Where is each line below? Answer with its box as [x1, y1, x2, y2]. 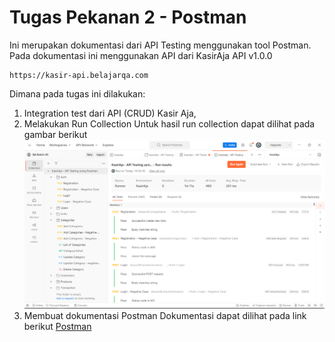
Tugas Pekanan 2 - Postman [9, 6, 247, 29]
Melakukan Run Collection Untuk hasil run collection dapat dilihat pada [23, 117, 316, 130]
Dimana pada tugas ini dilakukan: [9, 87, 146, 100]
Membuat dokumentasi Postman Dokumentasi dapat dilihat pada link [23, 309, 307, 321]
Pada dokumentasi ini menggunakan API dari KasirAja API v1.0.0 [9, 49, 273, 61]
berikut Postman [23, 320, 92, 332]
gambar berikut [23, 128, 88, 140]
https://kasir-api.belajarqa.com [9, 70, 149, 80]
